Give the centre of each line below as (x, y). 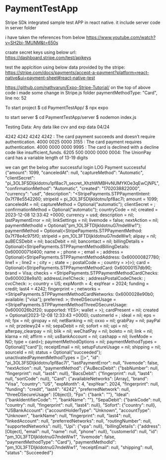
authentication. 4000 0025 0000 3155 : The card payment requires (74, 142)
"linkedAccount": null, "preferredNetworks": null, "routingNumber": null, (79, 421)
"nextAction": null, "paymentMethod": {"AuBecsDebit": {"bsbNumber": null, (82, 368)
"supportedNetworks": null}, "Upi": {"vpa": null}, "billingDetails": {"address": (83, 426)
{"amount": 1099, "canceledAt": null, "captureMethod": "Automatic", (74, 173)
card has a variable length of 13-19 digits (47, 158)
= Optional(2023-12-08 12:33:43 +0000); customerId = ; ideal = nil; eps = (80, 315)
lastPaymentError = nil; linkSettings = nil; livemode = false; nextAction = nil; (82, 220)
